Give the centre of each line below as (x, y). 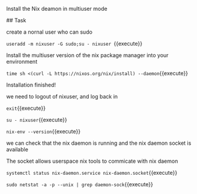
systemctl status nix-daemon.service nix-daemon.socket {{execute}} (92, 173)
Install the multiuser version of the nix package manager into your (87, 55)
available (17, 149)
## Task (16, 20)
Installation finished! (31, 85)
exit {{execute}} (26, 108)
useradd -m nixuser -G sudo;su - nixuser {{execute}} (74, 44)
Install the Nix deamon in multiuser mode (57, 9)
